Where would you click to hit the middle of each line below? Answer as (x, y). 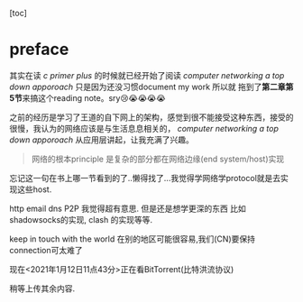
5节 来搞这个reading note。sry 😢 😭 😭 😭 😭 (87, 97)
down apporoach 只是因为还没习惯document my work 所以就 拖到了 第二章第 (151, 87)
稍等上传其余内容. (42, 288)
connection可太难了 (46, 250)
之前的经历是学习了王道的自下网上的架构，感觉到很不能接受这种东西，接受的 (151, 117)
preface (39, 50)
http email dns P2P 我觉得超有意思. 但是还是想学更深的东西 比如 (128, 208)
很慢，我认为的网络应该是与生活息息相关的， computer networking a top (144, 128)
